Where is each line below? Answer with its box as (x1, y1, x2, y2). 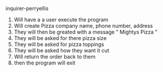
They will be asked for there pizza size (13, 35, 107, 41)
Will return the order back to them (13, 53, 96, 60)
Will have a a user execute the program (13, 16, 109, 23)
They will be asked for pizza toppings (13, 41, 105, 48)
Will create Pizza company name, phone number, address (13, 23, 153, 29)
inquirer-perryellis (5, 5, 49, 12)
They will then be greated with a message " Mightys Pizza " (13, 28, 158, 35)
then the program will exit (13, 59, 75, 66)
